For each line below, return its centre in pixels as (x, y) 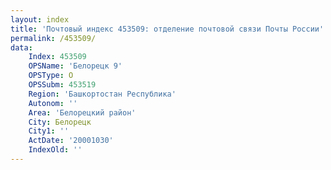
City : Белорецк (60, 122)
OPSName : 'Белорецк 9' (75, 66)
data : (21, 47)
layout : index (40, 19)
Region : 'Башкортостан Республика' (102, 94)
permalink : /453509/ (53, 38)
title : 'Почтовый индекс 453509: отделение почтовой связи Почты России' (167, 29)
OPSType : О (51, 76)
